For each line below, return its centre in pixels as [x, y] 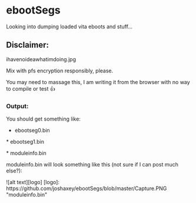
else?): [14, 171]
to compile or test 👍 [31, 88]
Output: [17, 106]
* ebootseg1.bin [25, 142]
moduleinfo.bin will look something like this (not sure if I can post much [92, 165]
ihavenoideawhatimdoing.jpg [41, 59]
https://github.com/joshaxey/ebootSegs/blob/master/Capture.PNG [87, 188]
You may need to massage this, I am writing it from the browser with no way [98, 82]
